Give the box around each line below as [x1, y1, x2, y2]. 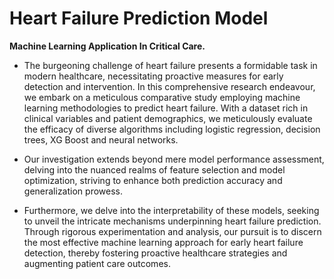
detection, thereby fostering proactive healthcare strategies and [23, 247, 288, 259]
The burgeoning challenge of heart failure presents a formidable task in [23, 59, 318, 71]
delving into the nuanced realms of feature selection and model [23, 163, 286, 176]
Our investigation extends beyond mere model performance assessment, [23, 153, 325, 165]
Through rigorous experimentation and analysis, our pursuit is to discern [23, 225, 322, 237]
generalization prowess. [23, 185, 123, 197]
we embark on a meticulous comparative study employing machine [23, 91, 301, 103]
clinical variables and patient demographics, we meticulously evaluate [23, 112, 313, 124]
